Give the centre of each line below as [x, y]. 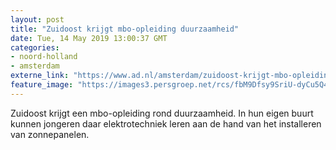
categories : [35, 47]
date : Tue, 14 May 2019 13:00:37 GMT [89, 38]
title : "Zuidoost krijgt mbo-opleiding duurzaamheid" [125, 29]
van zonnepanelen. [50, 134]
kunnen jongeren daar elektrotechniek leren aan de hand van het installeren [166, 123]
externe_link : [40, 76]
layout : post [37, 19]
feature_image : [42, 85]
